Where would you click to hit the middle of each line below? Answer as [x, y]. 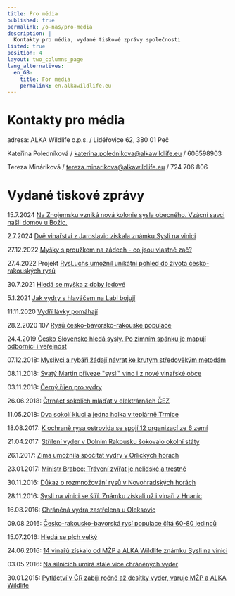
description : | [30, 33]
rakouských [24, 271]
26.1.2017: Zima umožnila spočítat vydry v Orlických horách [93, 455]
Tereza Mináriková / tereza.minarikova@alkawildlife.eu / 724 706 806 [108, 167]
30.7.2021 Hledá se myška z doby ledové [66, 285]
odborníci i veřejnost [37, 346]
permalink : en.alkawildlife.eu [66, 86]
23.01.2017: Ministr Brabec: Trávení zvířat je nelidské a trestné [97, 469]
